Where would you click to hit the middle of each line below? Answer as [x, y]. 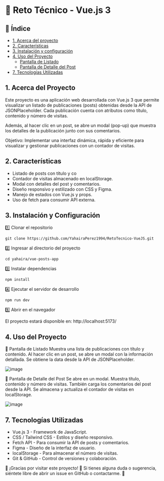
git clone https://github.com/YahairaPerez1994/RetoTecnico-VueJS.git [80, 239]
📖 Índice [18, 29]
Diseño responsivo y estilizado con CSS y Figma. [62, 189]
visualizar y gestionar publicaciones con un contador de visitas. [70, 145]
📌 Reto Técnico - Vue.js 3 [58, 10]
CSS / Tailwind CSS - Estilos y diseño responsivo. [63, 437]
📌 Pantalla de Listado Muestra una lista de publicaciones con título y [75, 349]
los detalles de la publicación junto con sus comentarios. [63, 130]
